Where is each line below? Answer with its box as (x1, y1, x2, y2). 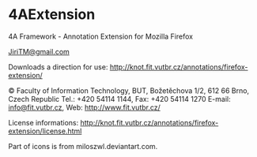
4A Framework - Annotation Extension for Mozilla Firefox (8, 32, 194, 41)
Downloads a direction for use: (8, 62, 108, 72)
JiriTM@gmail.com (8, 47, 70, 56)
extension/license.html (8, 126, 82, 136)
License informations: (8, 118, 79, 127)
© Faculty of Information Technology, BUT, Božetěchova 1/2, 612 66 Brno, (8, 85, 250, 95)
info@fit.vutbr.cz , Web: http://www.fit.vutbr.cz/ (8, 103, 161, 112)
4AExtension (8, 6, 96, 24)
